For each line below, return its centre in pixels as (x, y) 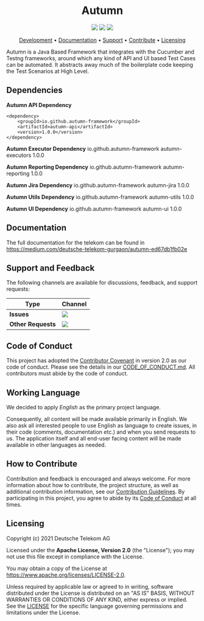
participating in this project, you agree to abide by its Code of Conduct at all (101, 498)
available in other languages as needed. (56, 445)
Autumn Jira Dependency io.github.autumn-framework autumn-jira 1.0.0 (98, 185)
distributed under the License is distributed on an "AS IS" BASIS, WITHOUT (100, 593)
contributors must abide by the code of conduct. (67, 373)
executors (19, 155)
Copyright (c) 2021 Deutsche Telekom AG (58, 538)
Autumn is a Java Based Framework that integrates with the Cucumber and (100, 52)
